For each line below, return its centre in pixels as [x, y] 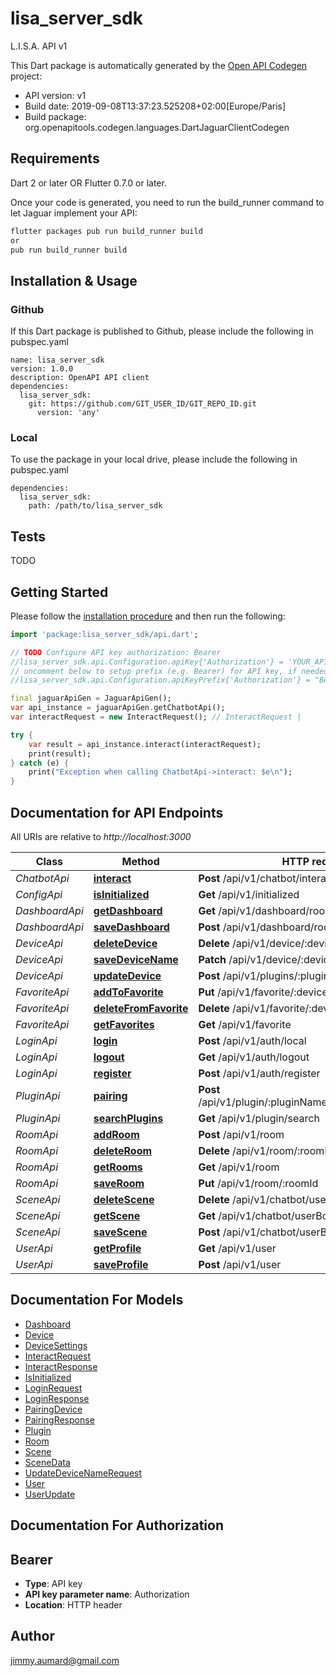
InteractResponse [61, 1366]
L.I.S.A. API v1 [39, 46]
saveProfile [121, 1265]
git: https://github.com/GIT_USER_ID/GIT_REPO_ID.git [142, 404]
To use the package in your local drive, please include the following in [154, 459]
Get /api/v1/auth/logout [254, 1057]
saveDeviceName [136, 960]
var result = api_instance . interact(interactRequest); [145, 744]
